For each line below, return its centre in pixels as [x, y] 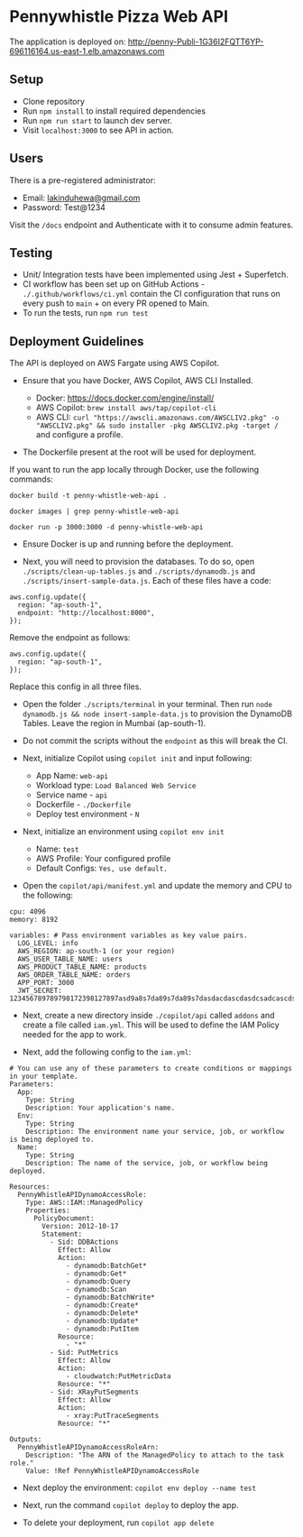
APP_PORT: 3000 [46, 983]
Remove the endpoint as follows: [70, 638]
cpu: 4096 [28, 912]
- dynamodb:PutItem [103, 1329]
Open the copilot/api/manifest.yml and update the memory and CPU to [157, 886]
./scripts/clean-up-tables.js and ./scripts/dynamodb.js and [138, 571]
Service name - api [72, 795]
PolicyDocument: [64, 1219]
